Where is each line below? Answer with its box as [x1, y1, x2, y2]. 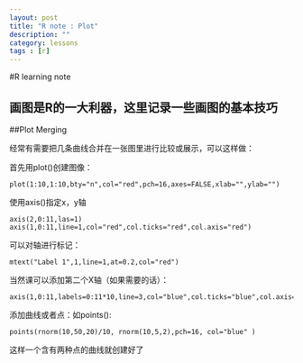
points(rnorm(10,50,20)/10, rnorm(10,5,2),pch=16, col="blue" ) [9, 327, 256, 336]
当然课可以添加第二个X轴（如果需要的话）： [9, 274, 170, 285]
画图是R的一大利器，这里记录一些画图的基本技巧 [9, 100, 278, 115]
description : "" [9, 30, 70, 39]
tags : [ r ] [9, 47, 50, 56]
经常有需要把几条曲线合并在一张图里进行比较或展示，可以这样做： [9, 142, 254, 153]
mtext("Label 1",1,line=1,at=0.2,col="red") [9, 258, 179, 267]
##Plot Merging [9, 123, 68, 135]
